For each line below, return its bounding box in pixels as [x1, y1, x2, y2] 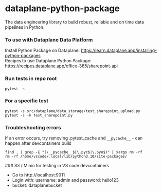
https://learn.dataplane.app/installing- [81, 47, 157, 54]
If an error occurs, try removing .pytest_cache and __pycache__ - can [5, 135, 143, 141]
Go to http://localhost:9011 [12, 172, 65, 178]
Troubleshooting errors [5, 124, 61, 131]
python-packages [5, 53, 41, 58]
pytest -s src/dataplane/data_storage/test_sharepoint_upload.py [5, 108, 140, 114]
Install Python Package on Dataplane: [5, 47, 80, 54]
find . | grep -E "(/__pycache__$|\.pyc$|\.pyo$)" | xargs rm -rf [5, 150, 143, 155]
